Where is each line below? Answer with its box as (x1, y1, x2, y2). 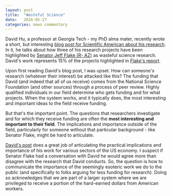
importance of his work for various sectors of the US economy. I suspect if (5, 147, 163, 154)
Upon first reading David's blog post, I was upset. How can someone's (5, 68, 155, 74)
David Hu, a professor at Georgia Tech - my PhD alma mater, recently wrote (5, 36, 165, 42)
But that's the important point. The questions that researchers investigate (5, 110, 160, 116)
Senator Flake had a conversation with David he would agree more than (5, 153, 157, 159)
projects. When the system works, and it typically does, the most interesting (5, 95, 166, 101)
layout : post (5, 7, 33, 13)
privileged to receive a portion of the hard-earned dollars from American (5, 180, 159, 186)
